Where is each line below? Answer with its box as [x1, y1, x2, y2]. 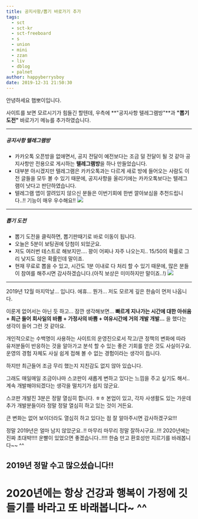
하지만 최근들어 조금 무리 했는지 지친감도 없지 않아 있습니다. [6, 362, 143, 369]
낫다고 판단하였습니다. [25, 182, 77, 189]
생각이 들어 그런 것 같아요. [6, 322, 66, 329]
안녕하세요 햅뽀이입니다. [6, 97, 62, 104]
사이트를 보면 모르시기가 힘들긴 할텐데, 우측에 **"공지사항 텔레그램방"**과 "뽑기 [6, 110, 190, 116]
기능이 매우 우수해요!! [27, 197, 76, 204]
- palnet [11, 69, 33, 75]
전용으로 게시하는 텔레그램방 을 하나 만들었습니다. [35, 160, 147, 167]
